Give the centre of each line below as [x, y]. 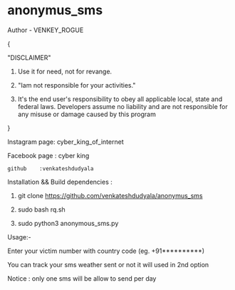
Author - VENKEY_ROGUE [46, 30]
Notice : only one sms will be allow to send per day [82, 278]
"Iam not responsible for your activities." [77, 85]
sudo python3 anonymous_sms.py [68, 223]
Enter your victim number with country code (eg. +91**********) [106, 251]
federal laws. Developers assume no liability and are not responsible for [122, 106]
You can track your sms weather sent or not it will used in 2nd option [108, 264]
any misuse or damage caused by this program [87, 114]
